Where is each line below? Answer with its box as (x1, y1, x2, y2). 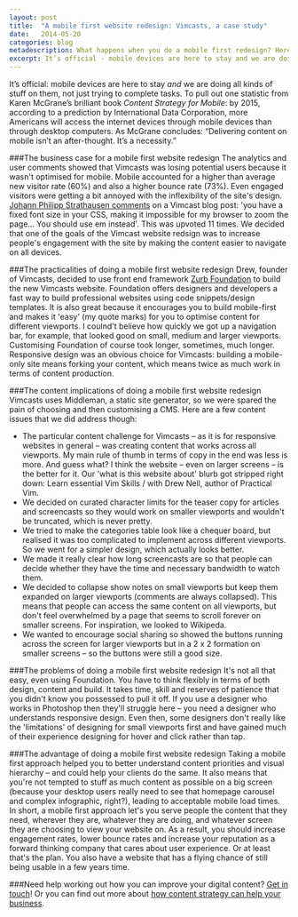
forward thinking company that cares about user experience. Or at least (9, 843, 271, 853)
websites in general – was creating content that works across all (21, 441, 257, 451)
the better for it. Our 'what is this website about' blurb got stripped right (21, 468, 284, 479)
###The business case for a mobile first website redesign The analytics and (9, 153, 287, 163)
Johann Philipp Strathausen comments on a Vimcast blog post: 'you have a (9, 200, 284, 210)
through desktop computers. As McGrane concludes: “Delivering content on (9, 126, 287, 136)
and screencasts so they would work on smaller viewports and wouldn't (21, 506, 286, 516)
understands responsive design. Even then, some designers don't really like (9, 713, 286, 722)
